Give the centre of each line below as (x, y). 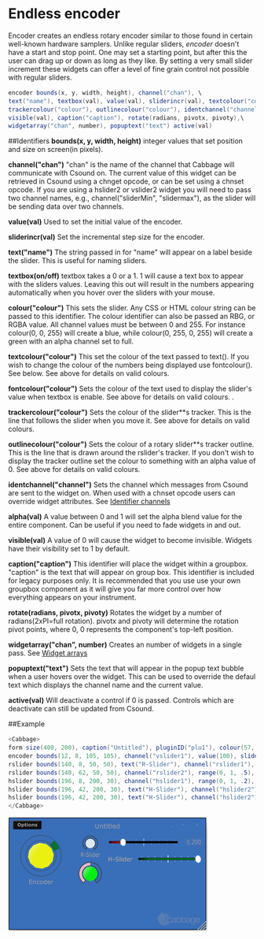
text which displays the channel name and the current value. (106, 685)
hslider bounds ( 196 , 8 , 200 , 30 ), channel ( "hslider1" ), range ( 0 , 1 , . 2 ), (132, 781)
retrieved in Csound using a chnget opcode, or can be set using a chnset (126, 181)
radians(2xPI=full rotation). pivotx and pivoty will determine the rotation (124, 621)
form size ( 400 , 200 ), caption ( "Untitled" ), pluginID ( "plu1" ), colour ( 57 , (132, 748)
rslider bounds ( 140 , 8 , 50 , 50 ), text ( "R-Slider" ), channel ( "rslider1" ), (132, 764)
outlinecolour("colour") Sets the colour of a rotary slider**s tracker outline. (131, 444)
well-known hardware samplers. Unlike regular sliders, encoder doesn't (124, 43)
